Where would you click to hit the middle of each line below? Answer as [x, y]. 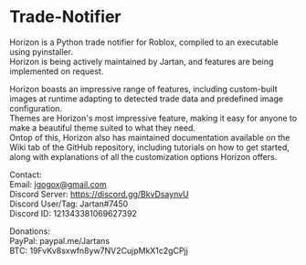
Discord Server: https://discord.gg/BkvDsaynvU [99, 194]
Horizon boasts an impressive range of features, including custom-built [143, 89]
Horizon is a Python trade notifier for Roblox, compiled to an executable [144, 42]
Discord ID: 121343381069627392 [73, 213]
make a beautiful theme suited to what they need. [103, 127]
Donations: [30, 231]
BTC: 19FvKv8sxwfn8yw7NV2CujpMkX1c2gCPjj [99, 250]
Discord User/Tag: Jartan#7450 [69, 204]
